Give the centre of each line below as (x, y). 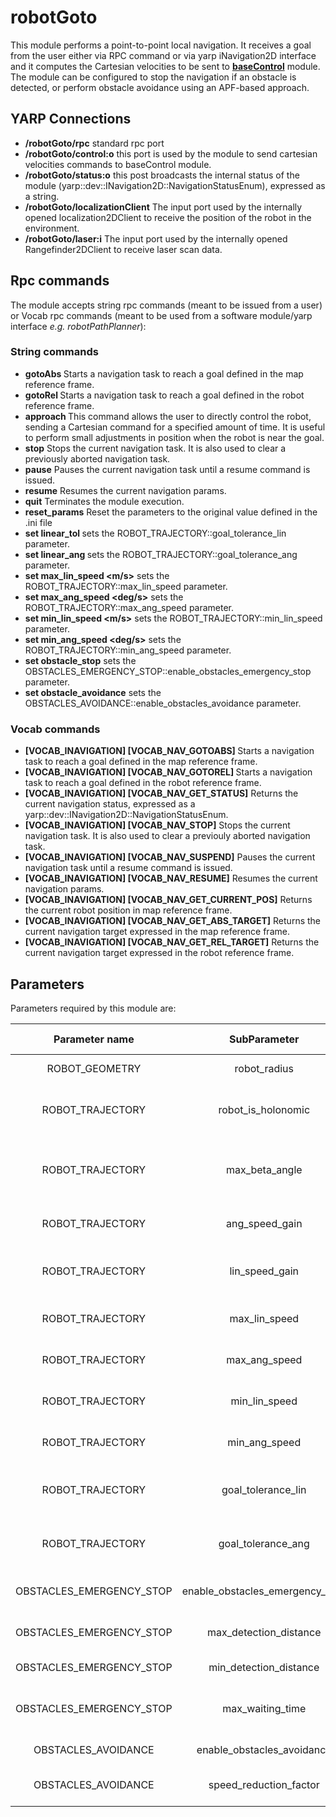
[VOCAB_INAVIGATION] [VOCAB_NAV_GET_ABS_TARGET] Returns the (172, 921)
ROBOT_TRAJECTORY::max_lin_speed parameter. (126, 586)
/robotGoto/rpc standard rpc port (94, 143)
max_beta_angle (264, 1169)
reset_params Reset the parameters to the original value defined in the (171, 512)
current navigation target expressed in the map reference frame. (157, 932)
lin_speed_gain (264, 1271)
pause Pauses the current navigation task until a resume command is (167, 469)
